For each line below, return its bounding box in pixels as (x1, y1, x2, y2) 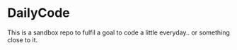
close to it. (7, 35, 38, 44)
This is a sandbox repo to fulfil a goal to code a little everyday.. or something (7, 28, 230, 37)
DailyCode (7, 5, 71, 21)
